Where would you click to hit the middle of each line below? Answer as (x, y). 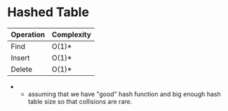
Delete (22, 69)
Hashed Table (48, 12)
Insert (20, 58)
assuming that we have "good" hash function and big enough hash (124, 94)
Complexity (71, 34)
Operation (28, 34)
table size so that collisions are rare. (80, 101)
